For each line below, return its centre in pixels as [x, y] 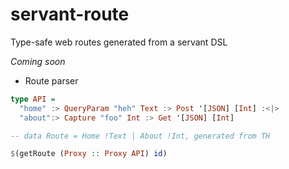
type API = [33, 99]
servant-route [70, 14]
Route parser [51, 80]
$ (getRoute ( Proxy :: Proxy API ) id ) [89, 154]
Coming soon [38, 61]
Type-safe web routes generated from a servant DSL [119, 42]
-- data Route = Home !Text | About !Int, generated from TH [140, 136]
